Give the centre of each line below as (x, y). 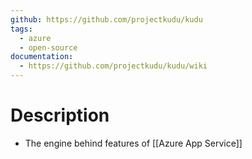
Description (60, 115)
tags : (21, 29)
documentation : (42, 57)
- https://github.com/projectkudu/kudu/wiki (113, 66)
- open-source (48, 47)
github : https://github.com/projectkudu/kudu (106, 19)
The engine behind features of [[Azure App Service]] (133, 143)
